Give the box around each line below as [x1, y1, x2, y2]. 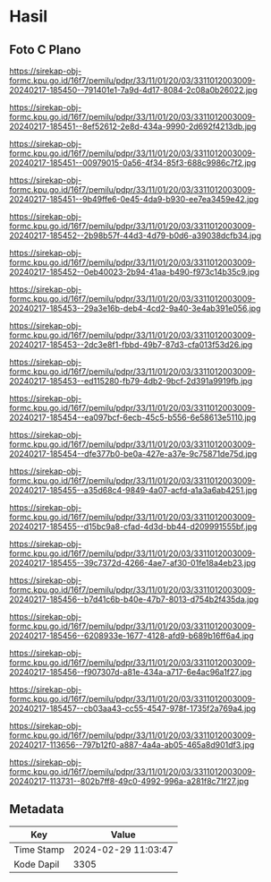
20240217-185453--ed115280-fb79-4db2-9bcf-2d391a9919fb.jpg [9, 376, 253, 386]
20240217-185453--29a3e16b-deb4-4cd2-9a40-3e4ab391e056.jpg [9, 303, 261, 313]
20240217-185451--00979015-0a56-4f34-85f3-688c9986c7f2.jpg [9, 158, 257, 167]
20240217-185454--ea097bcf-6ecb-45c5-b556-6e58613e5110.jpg [9, 412, 257, 423]
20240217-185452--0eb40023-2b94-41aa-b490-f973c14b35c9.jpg [9, 267, 260, 277]
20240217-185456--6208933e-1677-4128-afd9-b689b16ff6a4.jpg [9, 630, 254, 641]
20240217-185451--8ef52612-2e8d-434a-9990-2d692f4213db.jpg [9, 121, 257, 132]
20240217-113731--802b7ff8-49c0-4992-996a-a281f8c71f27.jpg [9, 776, 249, 786]
